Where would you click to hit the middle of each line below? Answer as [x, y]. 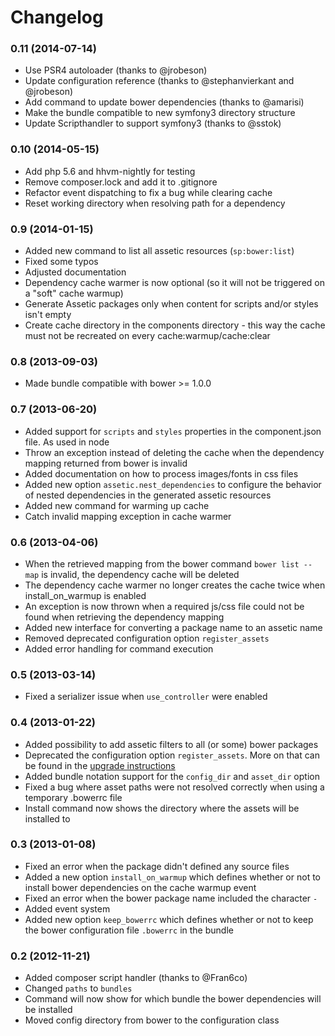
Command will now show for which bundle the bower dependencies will [173, 999]
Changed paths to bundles [78, 988]
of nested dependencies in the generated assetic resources [148, 495]
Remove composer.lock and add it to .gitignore [121, 182]
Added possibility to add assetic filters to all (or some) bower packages [171, 744]
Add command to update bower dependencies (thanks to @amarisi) [164, 102]
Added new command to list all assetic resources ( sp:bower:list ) [159, 251]
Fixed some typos [61, 262]
